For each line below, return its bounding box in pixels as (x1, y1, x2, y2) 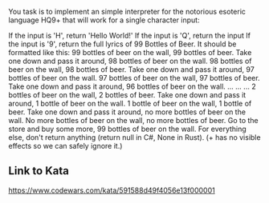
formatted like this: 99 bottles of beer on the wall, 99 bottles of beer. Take (8, 48, 252, 57)
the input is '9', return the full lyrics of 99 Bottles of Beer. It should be (8, 39, 237, 49)
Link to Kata (8, 164, 70, 178)
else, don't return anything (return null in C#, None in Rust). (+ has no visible (8, 133, 261, 142)
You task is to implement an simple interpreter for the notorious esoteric (8, 7, 247, 16)
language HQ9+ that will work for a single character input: (8, 15, 200, 25)
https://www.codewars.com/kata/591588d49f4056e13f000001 (8, 185, 215, 195)
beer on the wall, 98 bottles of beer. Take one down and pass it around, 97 (8, 65, 255, 74)
